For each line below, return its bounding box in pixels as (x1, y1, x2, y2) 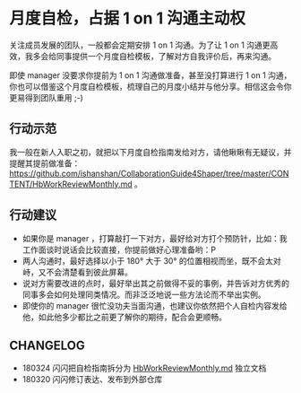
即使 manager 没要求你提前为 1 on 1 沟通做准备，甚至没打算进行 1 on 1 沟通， (9, 69, 292, 81)
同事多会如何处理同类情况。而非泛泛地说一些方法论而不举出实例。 (21, 289, 266, 300)
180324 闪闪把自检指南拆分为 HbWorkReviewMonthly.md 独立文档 (21, 362, 267, 373)
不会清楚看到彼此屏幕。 (46, 266, 133, 277)
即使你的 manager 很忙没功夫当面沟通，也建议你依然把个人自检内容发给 (21, 300, 288, 310)
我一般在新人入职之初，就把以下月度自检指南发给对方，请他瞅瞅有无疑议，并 (9, 146, 292, 157)
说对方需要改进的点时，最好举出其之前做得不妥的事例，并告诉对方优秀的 (21, 277, 289, 288)
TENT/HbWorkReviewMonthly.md (9, 179, 133, 189)
